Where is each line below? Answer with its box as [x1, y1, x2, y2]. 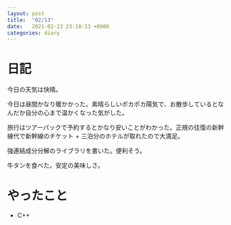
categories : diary [7, 29, 60, 37]
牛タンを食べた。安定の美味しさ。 [7, 162, 104, 170]
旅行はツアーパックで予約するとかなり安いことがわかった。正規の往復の [7, 124, 212, 132]
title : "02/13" [7, 17, 54, 23]
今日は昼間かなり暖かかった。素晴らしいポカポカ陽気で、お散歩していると [7, 100, 219, 108]
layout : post [7, 10, 45, 17]
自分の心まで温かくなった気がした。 [25, 108, 128, 117]
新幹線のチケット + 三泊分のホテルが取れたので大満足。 [25, 132, 184, 140]
